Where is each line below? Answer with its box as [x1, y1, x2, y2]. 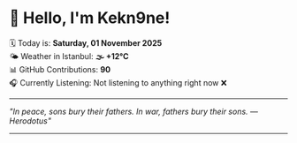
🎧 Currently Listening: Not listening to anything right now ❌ [9, 77, 227, 87]
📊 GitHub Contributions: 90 [9, 64, 111, 74]
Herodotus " [9, 115, 51, 126]
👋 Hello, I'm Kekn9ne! [9, 8, 171, 28]
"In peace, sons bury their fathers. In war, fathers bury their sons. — [9, 106, 259, 117]
